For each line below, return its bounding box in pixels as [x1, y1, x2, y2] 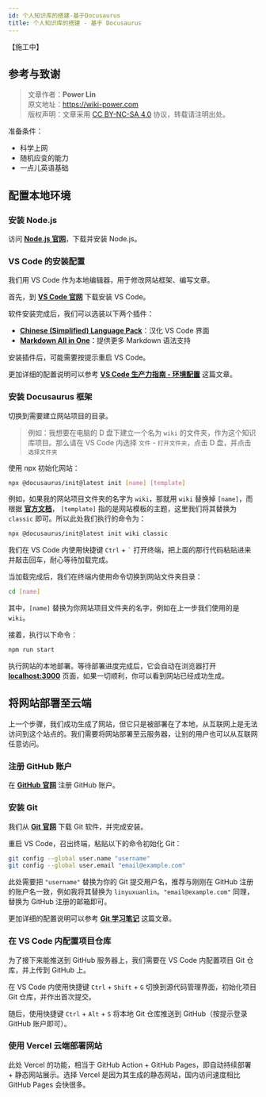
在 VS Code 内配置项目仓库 [8, 936, 112, 947]
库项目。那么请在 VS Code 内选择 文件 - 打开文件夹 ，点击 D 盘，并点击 [27, 437, 252, 447]
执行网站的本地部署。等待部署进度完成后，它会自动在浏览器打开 [8, 661, 216, 671]
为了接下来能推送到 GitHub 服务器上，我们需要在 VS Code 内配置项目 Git [8, 955, 245, 964]
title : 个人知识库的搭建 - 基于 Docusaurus [8, 19, 142, 27]
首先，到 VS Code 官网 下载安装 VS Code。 [8, 292, 150, 302]
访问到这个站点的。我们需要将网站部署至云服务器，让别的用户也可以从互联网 [8, 729, 258, 738]
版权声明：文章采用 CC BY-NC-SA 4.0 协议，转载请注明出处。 [27, 110, 230, 119]
